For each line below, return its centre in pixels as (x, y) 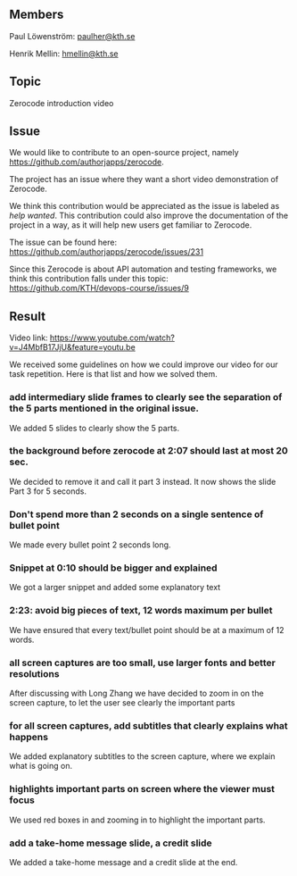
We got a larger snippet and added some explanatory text (115, 588)
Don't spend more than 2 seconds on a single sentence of (136, 514)
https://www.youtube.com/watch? (112, 338)
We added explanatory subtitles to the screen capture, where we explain (142, 756)
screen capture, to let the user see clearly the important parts (122, 703)
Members (37, 15)
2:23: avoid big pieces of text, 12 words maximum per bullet (141, 611)
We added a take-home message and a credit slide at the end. (124, 862)
